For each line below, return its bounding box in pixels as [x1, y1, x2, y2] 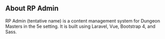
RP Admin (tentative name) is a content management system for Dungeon [5, 17, 160, 24]
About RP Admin [5, 4, 59, 13]
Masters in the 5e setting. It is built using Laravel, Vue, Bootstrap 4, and [5, 23, 156, 29]
